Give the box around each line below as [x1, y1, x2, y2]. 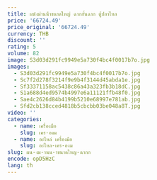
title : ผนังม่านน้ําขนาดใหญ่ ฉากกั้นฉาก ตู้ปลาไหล [7, 10, 117, 18]
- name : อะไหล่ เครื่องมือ [13, 135, 73, 142]
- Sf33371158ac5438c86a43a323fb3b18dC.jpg [13, 83, 141, 90]
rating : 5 [7, 43, 37, 50]
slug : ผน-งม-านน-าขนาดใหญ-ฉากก [7, 149, 91, 156]
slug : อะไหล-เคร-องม [20, 142, 73, 150]
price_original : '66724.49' [7, 23, 91, 30]
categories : [7, 116, 42, 123]
